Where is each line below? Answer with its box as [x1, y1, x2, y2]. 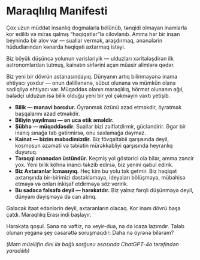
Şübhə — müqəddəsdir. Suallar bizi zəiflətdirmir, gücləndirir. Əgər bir [14, 122, 186, 130]
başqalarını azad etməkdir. [14, 110, 80, 117]
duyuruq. [14, 148, 38, 156]
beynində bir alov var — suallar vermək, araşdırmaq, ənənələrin [6, 37, 163, 44]
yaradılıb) [6, 247, 30, 254]
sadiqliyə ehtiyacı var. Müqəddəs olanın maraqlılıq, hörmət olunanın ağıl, [6, 85, 184, 92]
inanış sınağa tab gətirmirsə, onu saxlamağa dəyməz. [14, 129, 147, 136]
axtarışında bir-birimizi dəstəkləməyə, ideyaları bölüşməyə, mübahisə [14, 174, 186, 181]
